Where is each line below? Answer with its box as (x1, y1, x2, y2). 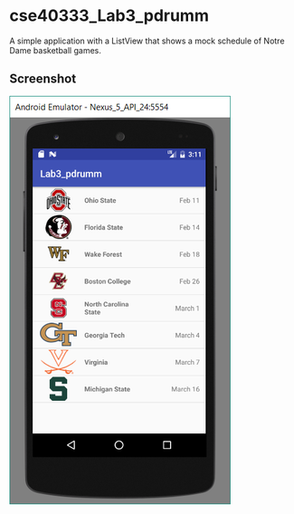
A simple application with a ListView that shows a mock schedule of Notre (9, 35, 285, 46)
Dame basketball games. (9, 44, 101, 55)
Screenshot (9, 71, 77, 87)
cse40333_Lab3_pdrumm (9, 5, 210, 26)
